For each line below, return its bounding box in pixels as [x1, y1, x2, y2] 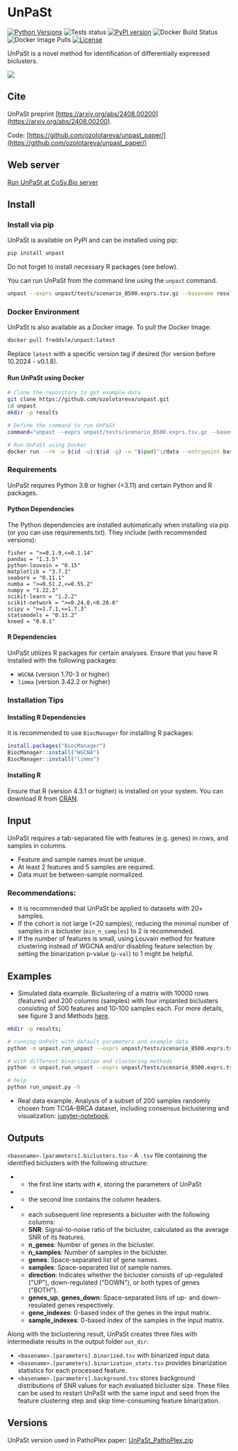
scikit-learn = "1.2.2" [7, 593, 78, 600]
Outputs [7, 1132, 45, 1145]
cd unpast [7, 402, 37, 409]
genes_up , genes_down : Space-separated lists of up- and [28, 1293, 200, 1302]
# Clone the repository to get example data [7, 389, 141, 397]
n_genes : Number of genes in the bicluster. [28, 1240, 155, 1248]
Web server [7, 159, 60, 171]
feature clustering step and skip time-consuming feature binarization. [17, 1396, 220, 1405]
